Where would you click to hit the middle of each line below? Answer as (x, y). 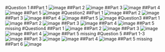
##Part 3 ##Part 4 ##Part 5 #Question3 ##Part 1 (82, 18)
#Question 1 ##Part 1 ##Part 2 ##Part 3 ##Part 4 (83, 8)
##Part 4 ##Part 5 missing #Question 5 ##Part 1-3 (84, 34)
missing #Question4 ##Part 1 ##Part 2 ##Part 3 (72, 28)
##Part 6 (14, 44)
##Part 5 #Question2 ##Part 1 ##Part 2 (82, 13)
